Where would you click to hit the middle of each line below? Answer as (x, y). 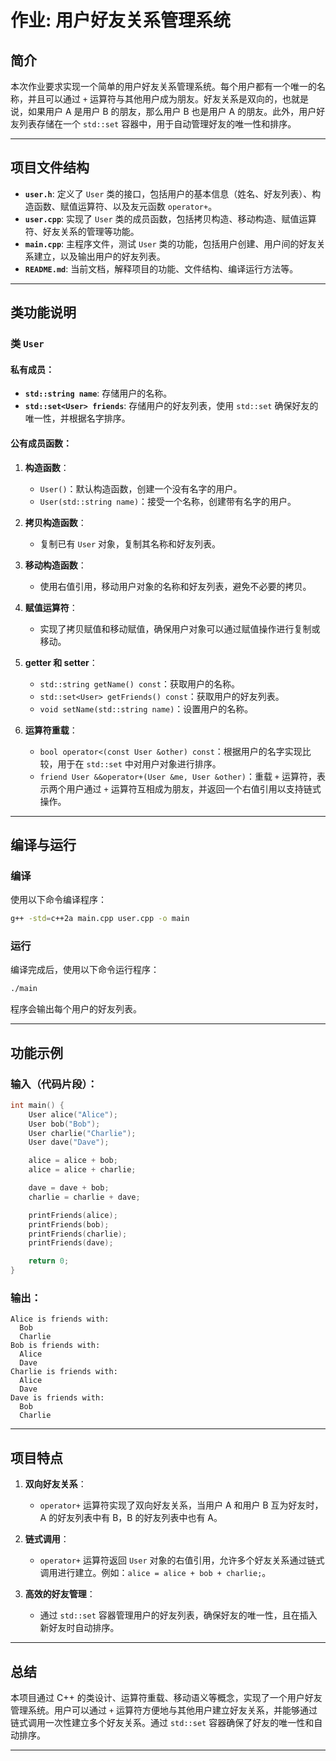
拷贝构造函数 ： (55, 522)
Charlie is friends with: (64, 1372)
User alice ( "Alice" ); (73, 1114)
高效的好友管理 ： (60, 1594)
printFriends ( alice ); (73, 1215)
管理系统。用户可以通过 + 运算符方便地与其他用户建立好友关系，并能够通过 (164, 1710)
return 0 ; (49, 1261)
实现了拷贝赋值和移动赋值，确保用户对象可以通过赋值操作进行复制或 (180, 628)
